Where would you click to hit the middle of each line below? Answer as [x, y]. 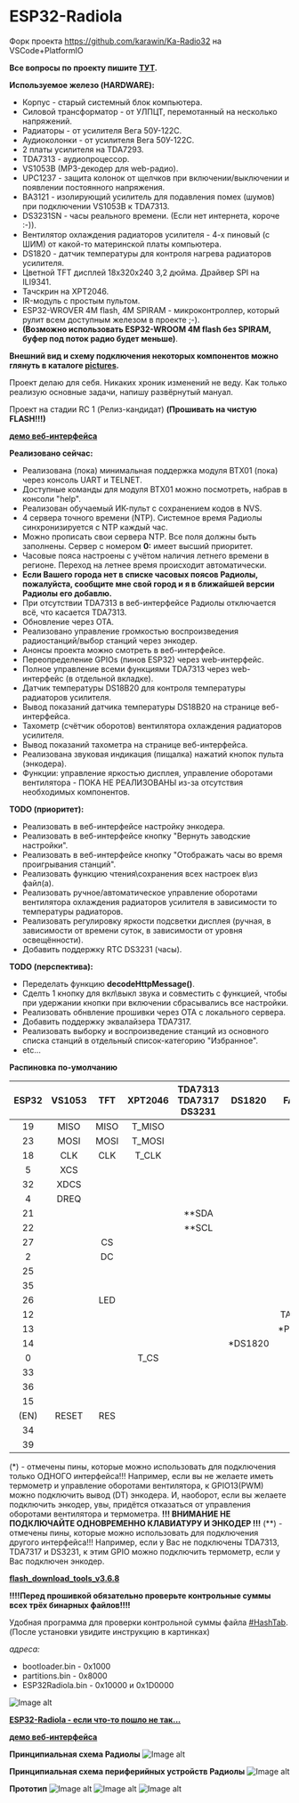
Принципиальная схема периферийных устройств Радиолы [127, 1771]
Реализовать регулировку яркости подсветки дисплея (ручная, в [146, 921]
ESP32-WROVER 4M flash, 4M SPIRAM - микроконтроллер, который [151, 310]
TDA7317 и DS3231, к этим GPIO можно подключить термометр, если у [145, 1551]
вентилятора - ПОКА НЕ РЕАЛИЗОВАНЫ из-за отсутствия [133, 782]
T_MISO [148, 1126]
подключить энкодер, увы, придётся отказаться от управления [130, 1504]
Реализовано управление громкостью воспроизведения [130, 631]
